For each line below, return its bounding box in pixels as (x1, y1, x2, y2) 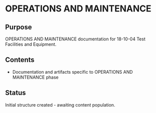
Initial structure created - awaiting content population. (5, 102, 115, 108)
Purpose (5, 23, 32, 31)
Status (5, 89, 26, 97)
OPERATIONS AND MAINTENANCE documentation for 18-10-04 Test (5, 36, 146, 42)
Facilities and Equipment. (5, 41, 57, 47)
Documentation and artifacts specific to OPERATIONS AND (12, 69, 133, 75)
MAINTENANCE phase (12, 74, 59, 80)
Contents (5, 56, 35, 64)
